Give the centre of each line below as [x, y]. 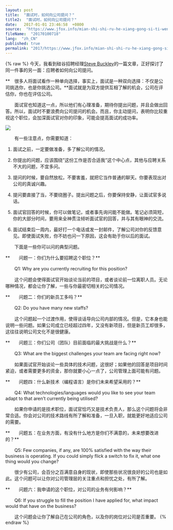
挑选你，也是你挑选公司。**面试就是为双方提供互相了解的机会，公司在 [84, 87]
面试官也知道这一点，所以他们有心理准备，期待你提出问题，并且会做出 [89, 105]
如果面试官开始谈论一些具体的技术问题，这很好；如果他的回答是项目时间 [91, 364]
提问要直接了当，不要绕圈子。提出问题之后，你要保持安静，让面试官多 [87, 195]
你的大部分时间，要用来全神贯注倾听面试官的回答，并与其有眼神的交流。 [89, 218]
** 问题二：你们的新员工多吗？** [44, 297]
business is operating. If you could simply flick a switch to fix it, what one [83, 456]
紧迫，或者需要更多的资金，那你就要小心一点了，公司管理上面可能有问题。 [84, 371]
